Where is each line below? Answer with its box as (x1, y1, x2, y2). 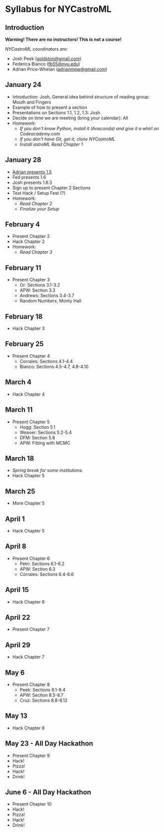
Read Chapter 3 (19, 249, 53, 255)
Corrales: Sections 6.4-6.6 (19, 571, 74, 577)
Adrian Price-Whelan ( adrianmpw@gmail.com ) (12, 66, 108, 72)
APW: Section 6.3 (19, 566, 55, 572)
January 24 (5, 80, 42, 89)
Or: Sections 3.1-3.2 (19, 282, 60, 288)
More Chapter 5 (12, 500, 45, 506)
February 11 (5, 263, 41, 272)
